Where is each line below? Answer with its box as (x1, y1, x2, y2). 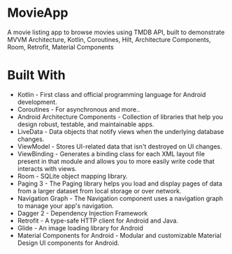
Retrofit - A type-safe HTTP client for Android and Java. (17, 216, 179, 225)
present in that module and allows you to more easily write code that (17, 157, 215, 165)
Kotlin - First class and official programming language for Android (17, 90, 206, 98)
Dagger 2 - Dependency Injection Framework (17, 209, 148, 217)
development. (17, 98, 57, 106)
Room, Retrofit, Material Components (7, 43, 114, 51)
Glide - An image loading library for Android (17, 223, 143, 232)
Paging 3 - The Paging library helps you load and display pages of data (17, 179, 222, 188)
